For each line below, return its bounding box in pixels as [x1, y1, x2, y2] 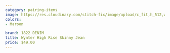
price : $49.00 [5, 40, 35, 45]
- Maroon [5, 21, 24, 27]
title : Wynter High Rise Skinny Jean [5, 35, 85, 40]
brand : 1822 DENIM [5, 31, 44, 36]
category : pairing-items [5, 7, 58, 13]
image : [5, 12, 19, 17]
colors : [5, 17, 22, 22]
